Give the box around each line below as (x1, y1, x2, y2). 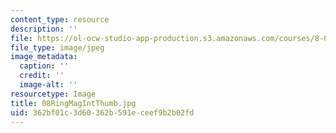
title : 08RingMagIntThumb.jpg (10, 98, 137, 108)
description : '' (10, 24, 78, 34)
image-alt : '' (19, 80, 78, 90)
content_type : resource (10, 14, 110, 25)
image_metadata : (10, 52, 78, 62)
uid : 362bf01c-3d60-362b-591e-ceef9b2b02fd (10, 107, 195, 118)
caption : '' (19, 61, 70, 71)
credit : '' (19, 71, 65, 81)
